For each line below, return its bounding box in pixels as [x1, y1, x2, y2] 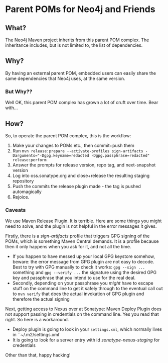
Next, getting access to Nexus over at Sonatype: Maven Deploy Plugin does [5, 306, 162, 312]
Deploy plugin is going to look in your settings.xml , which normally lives [12, 326, 162, 332]
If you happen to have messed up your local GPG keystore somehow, [12, 253, 155, 259]
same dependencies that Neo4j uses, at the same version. [5, 75, 125, 81]
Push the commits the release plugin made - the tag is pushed [12, 183, 141, 189]
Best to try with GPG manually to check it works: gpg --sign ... [12, 264, 145, 270]
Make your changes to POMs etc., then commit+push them [12, 142, 134, 148]
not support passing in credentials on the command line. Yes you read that [5, 311, 159, 317]
